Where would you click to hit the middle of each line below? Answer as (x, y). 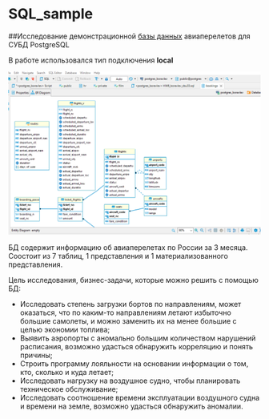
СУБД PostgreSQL (39, 44)
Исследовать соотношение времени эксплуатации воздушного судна (140, 398)
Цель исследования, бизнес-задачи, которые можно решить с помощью (133, 280)
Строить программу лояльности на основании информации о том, (134, 364)
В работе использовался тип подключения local (91, 60)
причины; (36, 355)
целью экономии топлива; (65, 330)
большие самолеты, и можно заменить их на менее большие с (128, 321)
